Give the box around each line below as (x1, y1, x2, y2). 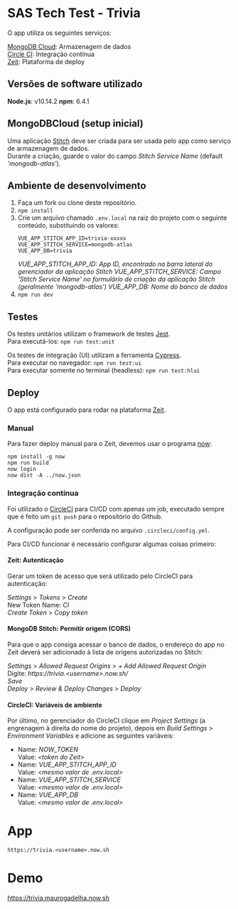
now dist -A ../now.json (7, 472, 81, 479)
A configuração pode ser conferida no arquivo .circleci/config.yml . (7, 526, 210, 534)
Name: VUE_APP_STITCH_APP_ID (17, 760, 117, 769)
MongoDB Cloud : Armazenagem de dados (7, 42, 131, 51)
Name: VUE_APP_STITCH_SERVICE (17, 775, 121, 784)
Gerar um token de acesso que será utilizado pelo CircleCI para (7, 571, 193, 580)
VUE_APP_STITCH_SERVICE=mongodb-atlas (17, 241, 133, 248)
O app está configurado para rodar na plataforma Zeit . (7, 405, 166, 414)
